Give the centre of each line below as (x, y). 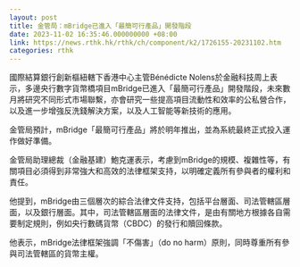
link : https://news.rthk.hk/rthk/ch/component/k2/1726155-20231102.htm (145, 42)
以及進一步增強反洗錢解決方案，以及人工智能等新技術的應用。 (123, 111)
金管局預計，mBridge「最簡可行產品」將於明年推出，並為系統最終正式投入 (146, 129)
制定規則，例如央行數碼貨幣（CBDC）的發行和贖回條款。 (122, 223)
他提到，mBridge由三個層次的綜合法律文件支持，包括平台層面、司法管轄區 (146, 201)
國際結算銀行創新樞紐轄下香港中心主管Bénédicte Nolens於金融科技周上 (140, 78)
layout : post (33, 17)
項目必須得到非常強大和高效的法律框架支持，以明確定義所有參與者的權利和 (154, 171)
